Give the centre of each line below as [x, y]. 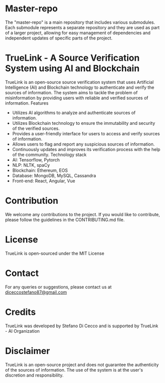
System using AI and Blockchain [72, 68]
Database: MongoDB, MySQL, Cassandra [54, 175]
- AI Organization [22, 331]
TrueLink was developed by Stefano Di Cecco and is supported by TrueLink [82, 326]
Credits [20, 312]
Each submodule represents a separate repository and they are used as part [82, 27]
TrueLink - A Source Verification [72, 58]
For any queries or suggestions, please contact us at [58, 287]
